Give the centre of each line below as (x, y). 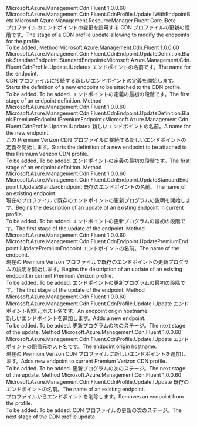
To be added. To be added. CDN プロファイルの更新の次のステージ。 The (94, 410)
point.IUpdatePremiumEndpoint (44, 248)
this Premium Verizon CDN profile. (47, 154)
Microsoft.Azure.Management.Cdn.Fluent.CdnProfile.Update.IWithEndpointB (98, 14)
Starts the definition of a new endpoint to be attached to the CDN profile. (94, 87)
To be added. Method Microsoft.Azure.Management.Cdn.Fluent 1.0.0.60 (93, 47)
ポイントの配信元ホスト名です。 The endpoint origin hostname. (81, 346)
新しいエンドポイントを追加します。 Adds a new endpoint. (76, 318)
